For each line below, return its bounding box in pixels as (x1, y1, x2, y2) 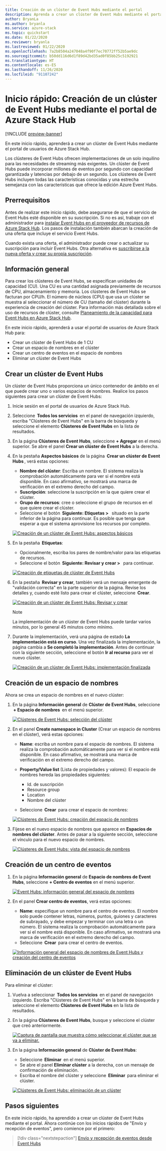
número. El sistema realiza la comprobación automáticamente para (19, 924, 156, 930)
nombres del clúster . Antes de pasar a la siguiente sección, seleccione (12, 831, 158, 837)
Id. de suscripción (27, 782, 64, 788)
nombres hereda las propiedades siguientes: (19, 772, 111, 778)
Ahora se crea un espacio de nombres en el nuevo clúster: (5, 692, 124, 698)
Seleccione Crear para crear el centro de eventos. (19, 939, 124, 945)
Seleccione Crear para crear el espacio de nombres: (19, 807, 128, 813)
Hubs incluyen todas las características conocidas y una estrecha (5, 176, 139, 182)
